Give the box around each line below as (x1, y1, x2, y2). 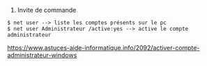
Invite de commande (17, 6, 77, 14)
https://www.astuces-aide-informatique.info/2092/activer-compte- (7, 44, 200, 51)
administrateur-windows (7, 51, 77, 59)
